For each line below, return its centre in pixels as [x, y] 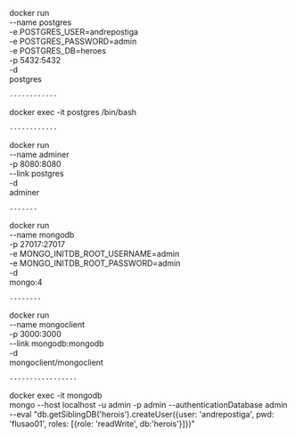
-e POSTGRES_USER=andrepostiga [74, 32]
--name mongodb [42, 235]
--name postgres [41, 22]
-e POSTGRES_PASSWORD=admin [73, 41]
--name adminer [39, 154]
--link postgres [37, 174]
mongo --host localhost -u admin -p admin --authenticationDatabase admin [148, 405]
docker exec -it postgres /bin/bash [73, 112]
